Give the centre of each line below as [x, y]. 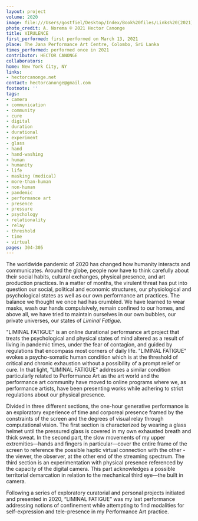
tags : [13, 94]
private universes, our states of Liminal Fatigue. [64, 321]
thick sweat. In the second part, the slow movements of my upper [86, 438]
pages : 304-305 [25, 248]
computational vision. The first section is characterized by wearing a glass [96, 425]
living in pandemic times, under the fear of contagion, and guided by [89, 345]
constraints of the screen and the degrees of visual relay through [85, 419]
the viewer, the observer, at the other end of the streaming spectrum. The [95, 456]
